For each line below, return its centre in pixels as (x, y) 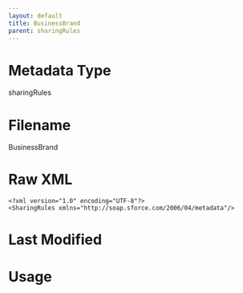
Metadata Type (60, 70)
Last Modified (55, 240)
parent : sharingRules (45, 31)
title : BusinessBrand (45, 23)
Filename (40, 125)
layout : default (35, 16)
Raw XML (40, 179)
